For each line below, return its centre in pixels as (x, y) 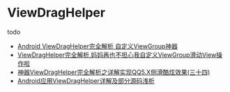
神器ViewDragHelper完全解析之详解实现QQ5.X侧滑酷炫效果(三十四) (114, 72)
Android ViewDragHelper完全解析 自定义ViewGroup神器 (97, 46)
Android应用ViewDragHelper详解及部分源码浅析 (86, 80)
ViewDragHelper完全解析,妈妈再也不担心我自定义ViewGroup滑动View (117, 55)
